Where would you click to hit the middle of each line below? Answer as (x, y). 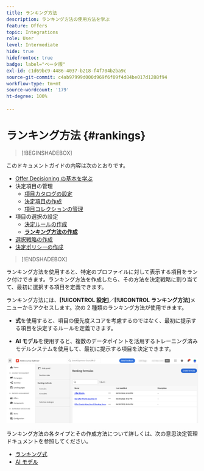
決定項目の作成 (43, 201)
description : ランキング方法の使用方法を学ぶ (58, 19)
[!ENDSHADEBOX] (44, 259)
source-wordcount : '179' (38, 90)
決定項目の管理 (34, 186)
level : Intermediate (33, 45)
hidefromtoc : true (30, 58)
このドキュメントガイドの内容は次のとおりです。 (68, 165)
